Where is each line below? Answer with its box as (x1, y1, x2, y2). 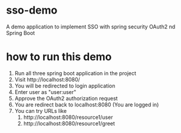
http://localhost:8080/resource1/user (23, 113, 113, 121)
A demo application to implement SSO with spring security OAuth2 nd (6, 23, 176, 30)
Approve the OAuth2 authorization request (14, 95, 118, 102)
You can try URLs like (14, 107, 67, 114)
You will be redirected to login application (14, 82, 116, 89)
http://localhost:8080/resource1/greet (23, 119, 115, 127)
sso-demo (6, 4, 58, 17)
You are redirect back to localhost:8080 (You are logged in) (14, 101, 159, 108)
